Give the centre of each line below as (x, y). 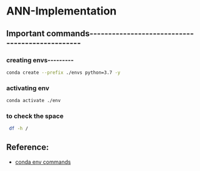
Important (25, 34)
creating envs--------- (40, 60)
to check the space (35, 116)
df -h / (18, 129)
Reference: (28, 147)
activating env (28, 88)
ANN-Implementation (62, 11)
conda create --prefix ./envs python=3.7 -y (63, 73)
